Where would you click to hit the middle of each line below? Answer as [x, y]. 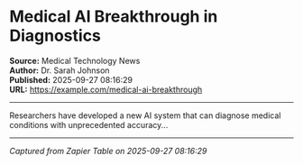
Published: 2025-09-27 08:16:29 [71, 79]
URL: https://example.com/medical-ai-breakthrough [106, 89]
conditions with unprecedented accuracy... [89, 124]
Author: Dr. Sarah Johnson [60, 70]
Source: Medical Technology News [75, 60]
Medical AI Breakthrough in [114, 17]
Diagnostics [55, 36]
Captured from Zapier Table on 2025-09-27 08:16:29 [108, 151]
